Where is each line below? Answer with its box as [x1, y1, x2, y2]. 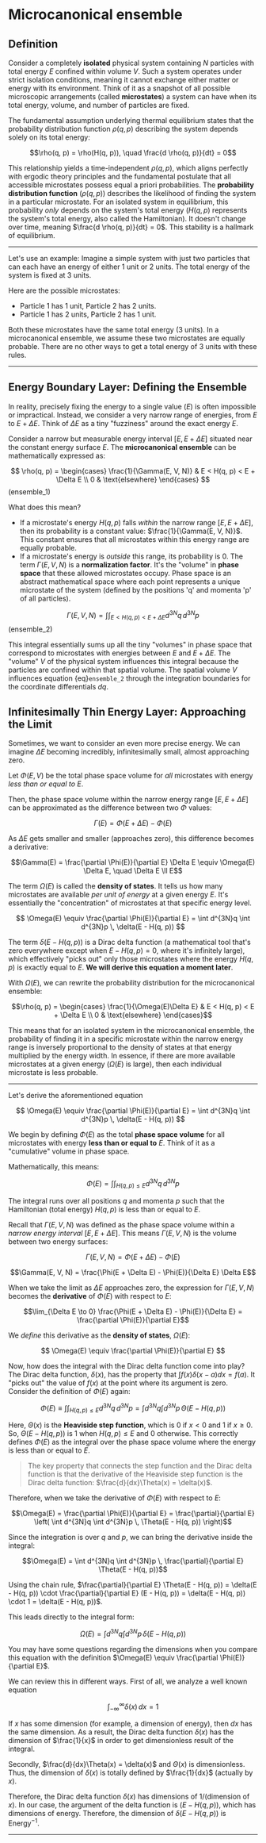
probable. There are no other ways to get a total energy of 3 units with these [8, 342, 257, 351]
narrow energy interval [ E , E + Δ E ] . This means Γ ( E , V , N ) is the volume [8, 1228, 237, 1238]
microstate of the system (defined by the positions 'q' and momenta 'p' [19, 585, 252, 594]
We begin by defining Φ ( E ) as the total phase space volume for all [8, 1130, 226, 1139]
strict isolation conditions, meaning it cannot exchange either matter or [8, 75, 239, 84]
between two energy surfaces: [8, 1236, 108, 1246]
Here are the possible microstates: [8, 286, 120, 295]
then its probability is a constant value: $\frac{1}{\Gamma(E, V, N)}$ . [19, 526, 243, 536]
